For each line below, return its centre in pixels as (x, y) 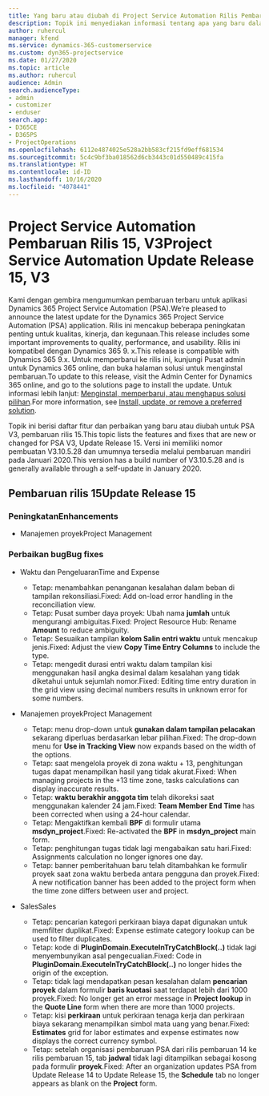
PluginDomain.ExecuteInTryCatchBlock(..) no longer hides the (137, 964)
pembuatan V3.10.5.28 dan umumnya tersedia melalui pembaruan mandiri (129, 451)
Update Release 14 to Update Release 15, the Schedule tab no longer (146, 1074)
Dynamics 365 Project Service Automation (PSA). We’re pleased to (117, 308)
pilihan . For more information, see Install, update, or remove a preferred (125, 402)
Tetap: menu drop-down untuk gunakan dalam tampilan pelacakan (143, 729)
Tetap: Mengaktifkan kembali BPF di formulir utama (116, 822)
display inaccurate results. (75, 789)
